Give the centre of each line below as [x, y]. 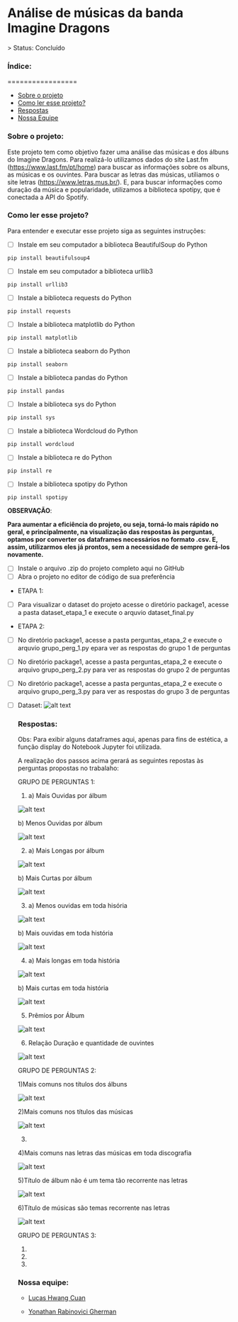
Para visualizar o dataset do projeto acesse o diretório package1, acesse [123, 604]
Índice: [19, 66]
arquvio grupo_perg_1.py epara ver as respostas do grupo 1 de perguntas [124, 648]
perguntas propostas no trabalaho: [68, 768]
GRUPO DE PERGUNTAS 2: [57, 1071]
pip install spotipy [38, 498]
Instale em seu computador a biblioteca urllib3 [85, 271]
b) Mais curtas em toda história [63, 988]
